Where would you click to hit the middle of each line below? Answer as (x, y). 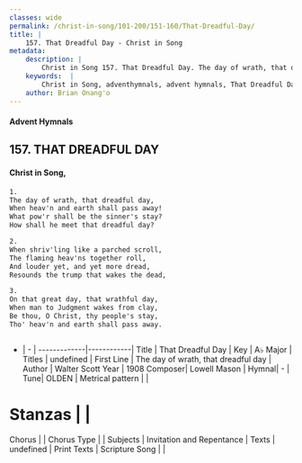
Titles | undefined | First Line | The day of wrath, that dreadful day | (147, 359)
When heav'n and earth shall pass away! (86, 209)
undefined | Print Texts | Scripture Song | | (88, 449)
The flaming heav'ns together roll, (78, 258)
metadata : (28, 51)
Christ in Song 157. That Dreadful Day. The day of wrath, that (164, 68)
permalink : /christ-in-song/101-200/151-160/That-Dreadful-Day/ (132, 26)
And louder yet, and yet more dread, (80, 266)
